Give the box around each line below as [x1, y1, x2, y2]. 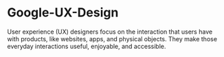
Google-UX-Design [7, 5, 119, 21]
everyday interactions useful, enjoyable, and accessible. [7, 42, 166, 50]
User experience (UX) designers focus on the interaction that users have [7, 27, 213, 36]
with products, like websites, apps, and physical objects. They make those [7, 34, 218, 43]
